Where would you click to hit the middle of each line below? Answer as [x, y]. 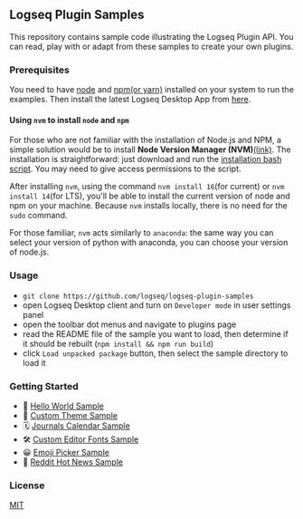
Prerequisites [39, 70]
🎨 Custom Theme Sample [70, 415]
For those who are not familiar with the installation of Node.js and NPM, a [146, 140]
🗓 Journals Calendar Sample [76, 426]
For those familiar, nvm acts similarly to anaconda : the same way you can [142, 233]
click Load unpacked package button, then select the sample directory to [155, 353]
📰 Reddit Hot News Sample [73, 462]
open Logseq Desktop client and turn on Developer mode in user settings [156, 305]
